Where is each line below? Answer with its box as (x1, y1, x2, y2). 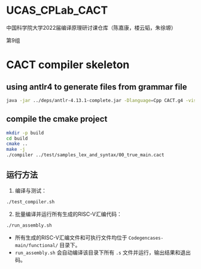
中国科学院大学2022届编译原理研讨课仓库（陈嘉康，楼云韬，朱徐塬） (6, 24, 176, 31)
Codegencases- (128, 235, 164, 241)
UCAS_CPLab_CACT (6, 4, 108, 17)
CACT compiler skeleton (6, 58, 130, 72)
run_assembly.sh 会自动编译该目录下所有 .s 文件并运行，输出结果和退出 (14, 249, 191, 256)
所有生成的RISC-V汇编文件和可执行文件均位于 (14, 234, 127, 241)
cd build (6, 135, 28, 141)
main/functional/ (14, 242, 59, 248)
